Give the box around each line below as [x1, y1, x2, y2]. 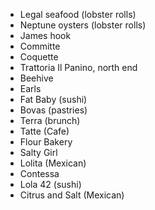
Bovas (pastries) [19, 104, 88, 116]
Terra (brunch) [19, 115, 81, 126]
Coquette [19, 51, 59, 63]
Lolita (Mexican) [19, 157, 87, 169]
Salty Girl [19, 147, 58, 158]
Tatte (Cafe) [19, 125, 70, 137]
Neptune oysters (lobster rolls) [19, 19, 147, 31]
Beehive [19, 72, 54, 84]
